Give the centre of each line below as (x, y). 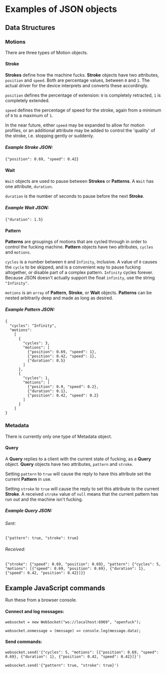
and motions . (18, 252)
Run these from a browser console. (41, 600)
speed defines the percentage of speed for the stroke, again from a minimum (83, 110)
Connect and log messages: (35, 612)
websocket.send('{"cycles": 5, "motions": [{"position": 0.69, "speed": (82, 652)
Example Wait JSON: (27, 207)
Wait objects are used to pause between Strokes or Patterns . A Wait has (80, 181)
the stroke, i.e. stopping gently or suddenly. (50, 136)
